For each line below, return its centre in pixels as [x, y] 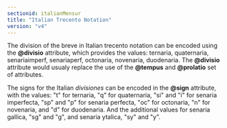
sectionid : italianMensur [44, 13]
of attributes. [25, 75]
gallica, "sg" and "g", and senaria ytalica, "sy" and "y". [84, 117]
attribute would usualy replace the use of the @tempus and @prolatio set [112, 67]
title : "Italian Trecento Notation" [59, 20]
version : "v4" [27, 26]
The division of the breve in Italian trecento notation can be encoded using [112, 46]
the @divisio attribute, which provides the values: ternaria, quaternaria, [108, 53]
